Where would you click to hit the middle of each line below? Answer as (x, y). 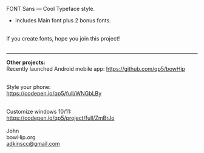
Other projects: (26, 62)
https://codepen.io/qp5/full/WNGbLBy (54, 93)
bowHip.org (21, 137)
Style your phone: (29, 87)
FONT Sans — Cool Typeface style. (51, 9)
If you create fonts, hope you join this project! (63, 38)
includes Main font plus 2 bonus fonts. (63, 20)
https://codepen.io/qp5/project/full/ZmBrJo (60, 118)
